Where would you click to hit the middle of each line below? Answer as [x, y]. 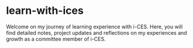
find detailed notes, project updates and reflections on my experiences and [96, 32]
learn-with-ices [45, 11]
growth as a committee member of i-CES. [56, 39]
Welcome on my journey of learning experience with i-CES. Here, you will [94, 27]
